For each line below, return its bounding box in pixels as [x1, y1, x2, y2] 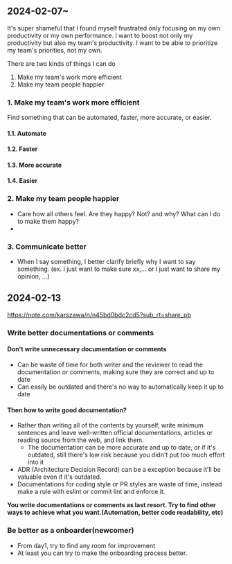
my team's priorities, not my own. [7, 46, 102, 54]
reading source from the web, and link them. [17, 436, 144, 444]
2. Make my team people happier [7, 194, 120, 204]
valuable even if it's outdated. [17, 473, 102, 481]
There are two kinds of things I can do [7, 59, 116, 68]
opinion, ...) [17, 272, 50, 281]
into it [27, 458, 44, 466]
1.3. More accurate [7, 161, 62, 169]
